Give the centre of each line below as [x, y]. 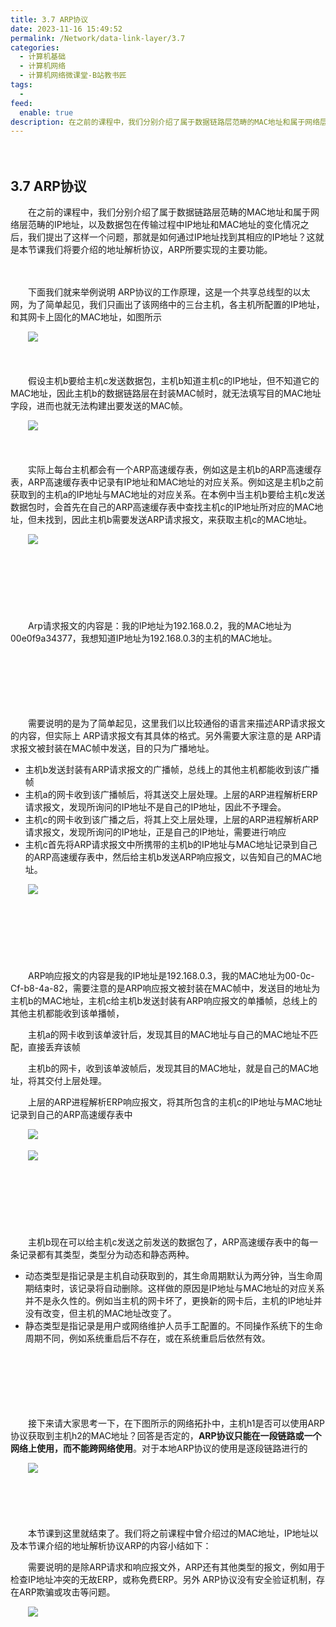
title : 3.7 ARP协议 [49, 19]
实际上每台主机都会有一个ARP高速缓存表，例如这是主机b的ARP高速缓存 [174, 470]
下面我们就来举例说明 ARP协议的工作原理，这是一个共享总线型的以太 [169, 292]
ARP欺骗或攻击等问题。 [67, 1592]
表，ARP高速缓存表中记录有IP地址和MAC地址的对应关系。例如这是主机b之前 [167, 482]
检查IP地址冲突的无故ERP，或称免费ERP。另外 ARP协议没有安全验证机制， [163, 1580]
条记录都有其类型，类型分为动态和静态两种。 [102, 1255]
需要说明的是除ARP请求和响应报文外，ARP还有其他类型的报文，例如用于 [176, 1567]
